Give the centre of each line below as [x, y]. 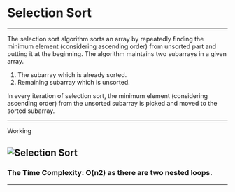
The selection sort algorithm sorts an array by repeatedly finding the [106, 39]
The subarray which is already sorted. [72, 74]
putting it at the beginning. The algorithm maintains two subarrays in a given [117, 53]
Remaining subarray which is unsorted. [74, 82]
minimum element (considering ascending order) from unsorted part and [112, 46]
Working [19, 130]
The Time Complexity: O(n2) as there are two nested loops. [110, 173]
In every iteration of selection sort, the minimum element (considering [108, 95]
